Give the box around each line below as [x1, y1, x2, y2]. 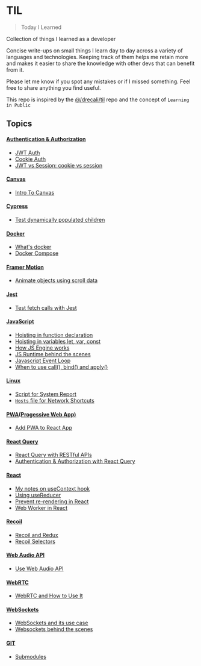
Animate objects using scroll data [14, 277, 98, 284]
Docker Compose [14, 250, 59, 257]
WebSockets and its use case [14, 619, 88, 627]
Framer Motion [6, 263, 44, 271]
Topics [6, 119, 32, 129]
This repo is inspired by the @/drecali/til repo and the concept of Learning [6, 96, 190, 103]
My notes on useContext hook [14, 485, 90, 492]
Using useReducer [14, 491, 61, 498]
